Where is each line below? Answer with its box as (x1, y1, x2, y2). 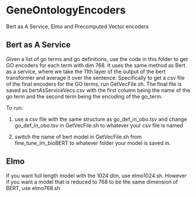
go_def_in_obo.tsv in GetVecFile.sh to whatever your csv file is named (14, 121, 183, 129)
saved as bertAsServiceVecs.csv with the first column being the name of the (6, 86, 191, 94)
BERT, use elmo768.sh (6, 184, 60, 191)
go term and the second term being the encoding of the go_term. (6, 93, 163, 100)
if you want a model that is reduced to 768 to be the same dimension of (6, 178, 178, 185)
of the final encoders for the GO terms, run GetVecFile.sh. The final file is (6, 80, 182, 87)
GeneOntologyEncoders (6, 4, 126, 17)
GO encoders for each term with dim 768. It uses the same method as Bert (6, 62, 185, 69)
